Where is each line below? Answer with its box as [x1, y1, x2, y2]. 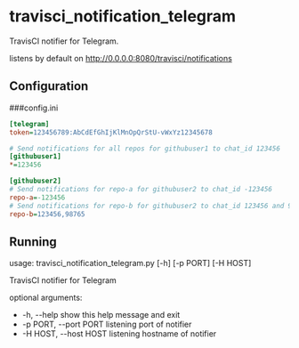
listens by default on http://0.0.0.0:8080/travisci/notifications [9, 53, 233, 63]
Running [9, 234, 58, 249]
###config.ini [9, 102, 59, 113]
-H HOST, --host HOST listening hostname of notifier [21, 328, 217, 339]
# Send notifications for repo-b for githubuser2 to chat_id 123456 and [9, 201, 285, 210]
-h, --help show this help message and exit [21, 310, 181, 320]
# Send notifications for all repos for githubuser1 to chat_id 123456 [9, 144, 280, 153]
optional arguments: [9, 292, 83, 303]
